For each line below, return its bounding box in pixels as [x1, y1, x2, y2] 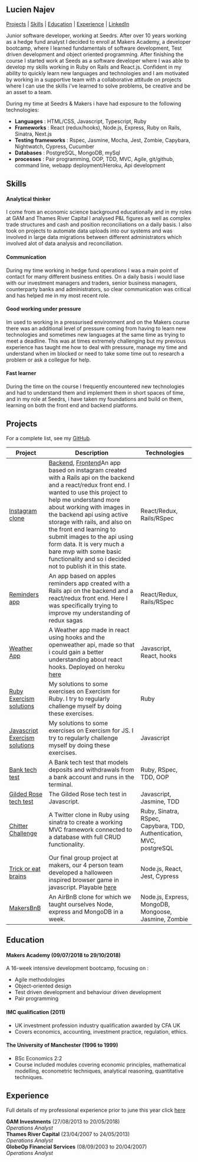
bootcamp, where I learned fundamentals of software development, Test [6, 44, 182, 51]
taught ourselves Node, [48, 900, 114, 908]
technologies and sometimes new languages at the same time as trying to [6, 331, 185, 338]
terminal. [48, 780, 73, 789]
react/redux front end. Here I [48, 594, 128, 602]
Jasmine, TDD [140, 797, 180, 805]
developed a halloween [48, 868, 113, 876]
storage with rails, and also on [48, 518, 131, 526]
